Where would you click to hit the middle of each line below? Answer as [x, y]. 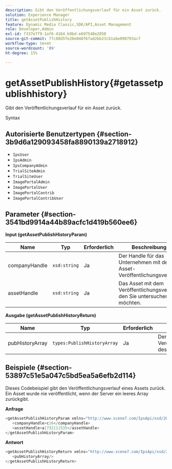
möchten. [130, 303]
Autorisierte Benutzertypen [50, 134]
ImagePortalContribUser [38, 199]
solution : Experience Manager [38, 15]
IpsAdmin [22, 160]
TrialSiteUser [28, 177]
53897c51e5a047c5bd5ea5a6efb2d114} [71, 376]
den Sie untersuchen [144, 297]
